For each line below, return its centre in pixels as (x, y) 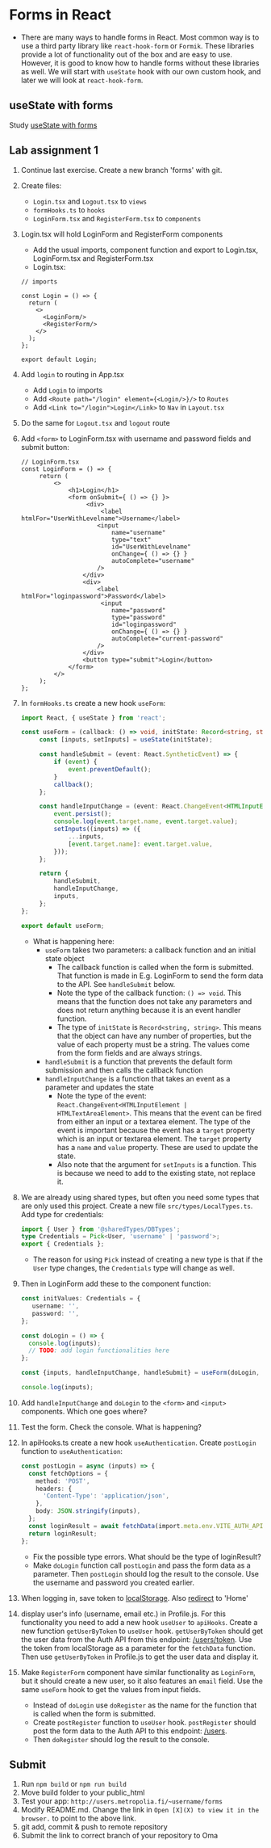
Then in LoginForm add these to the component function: (116, 1284)
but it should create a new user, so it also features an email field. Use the (142, 1681)
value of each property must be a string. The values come (153, 1044)
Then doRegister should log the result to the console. (121, 1739)
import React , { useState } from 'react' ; (93, 718)
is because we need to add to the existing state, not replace (156, 1173)
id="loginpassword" (144, 624)
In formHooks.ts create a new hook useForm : (93, 703)
